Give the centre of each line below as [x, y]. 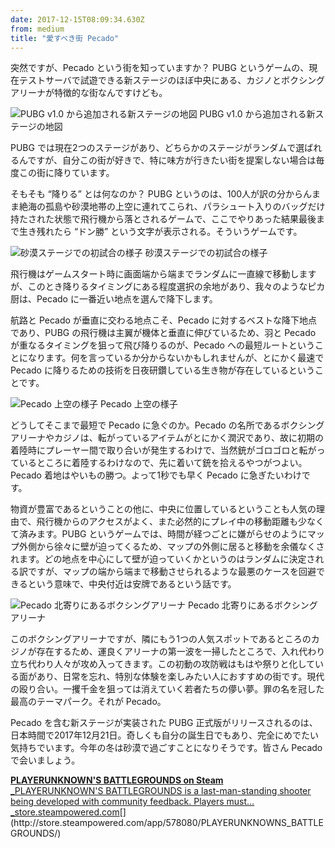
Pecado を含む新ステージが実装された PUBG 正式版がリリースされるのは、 [164, 723]
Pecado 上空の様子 [138, 404]
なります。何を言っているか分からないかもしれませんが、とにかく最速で [176, 358]
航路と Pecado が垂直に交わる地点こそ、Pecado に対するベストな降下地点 [164, 320]
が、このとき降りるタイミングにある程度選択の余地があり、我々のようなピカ [168, 287]
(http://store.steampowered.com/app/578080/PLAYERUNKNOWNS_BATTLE [167, 823]
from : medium [37, 29]
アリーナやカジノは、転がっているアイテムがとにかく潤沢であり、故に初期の [167, 438]
